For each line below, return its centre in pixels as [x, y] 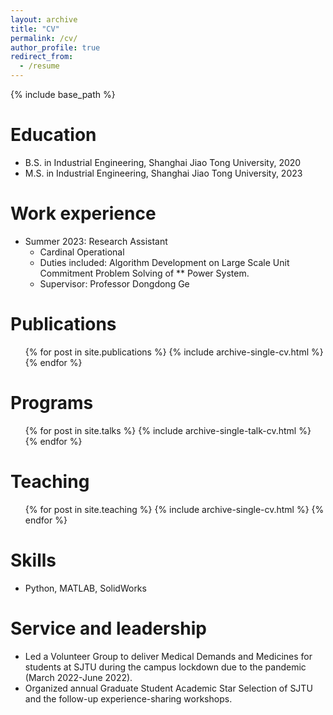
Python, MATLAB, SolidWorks [85, 588]
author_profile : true [55, 47]
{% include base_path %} [63, 94]
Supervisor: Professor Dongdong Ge [114, 283]
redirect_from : [42, 57]
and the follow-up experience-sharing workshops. [128, 698]
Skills [33, 560]
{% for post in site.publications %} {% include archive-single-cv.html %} [174, 352]
